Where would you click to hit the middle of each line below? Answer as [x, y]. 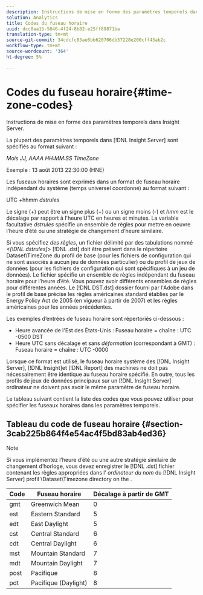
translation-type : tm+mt [37, 35]
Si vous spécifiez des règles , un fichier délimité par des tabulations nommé [100, 242]
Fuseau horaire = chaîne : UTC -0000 [62, 349]
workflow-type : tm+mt [34, 46]
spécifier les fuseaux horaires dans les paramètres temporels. [83, 405]
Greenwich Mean [55, 504]
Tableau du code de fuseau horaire [73, 424]
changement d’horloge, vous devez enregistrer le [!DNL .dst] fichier [90, 466]
